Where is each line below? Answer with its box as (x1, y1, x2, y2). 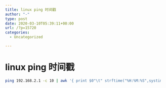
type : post (5, 16, 28, 21)
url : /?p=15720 (5, 26, 37, 30)
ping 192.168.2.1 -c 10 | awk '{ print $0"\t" (5, 78, 103, 83)
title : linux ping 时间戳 (5, 7, 56, 12)
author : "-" (5, 12, 30, 17)
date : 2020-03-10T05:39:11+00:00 (5, 21, 74, 26)
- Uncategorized (9, 35, 43, 40)
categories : (5, 30, 30, 35)
